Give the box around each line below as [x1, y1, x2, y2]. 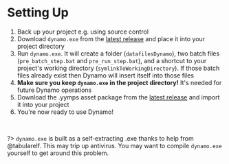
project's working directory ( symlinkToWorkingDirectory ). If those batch [17, 64, 220, 72]
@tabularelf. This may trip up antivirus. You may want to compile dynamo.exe [7, 141, 222, 150]
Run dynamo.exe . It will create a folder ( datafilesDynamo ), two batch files [17, 49, 220, 58]
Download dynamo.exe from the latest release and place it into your [17, 34, 205, 43]
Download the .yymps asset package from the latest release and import [17, 93, 220, 101]
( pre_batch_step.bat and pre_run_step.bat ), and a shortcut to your [17, 56, 207, 65]
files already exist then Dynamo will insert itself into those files [17, 71, 195, 80]
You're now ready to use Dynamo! [17, 108, 114, 116]
